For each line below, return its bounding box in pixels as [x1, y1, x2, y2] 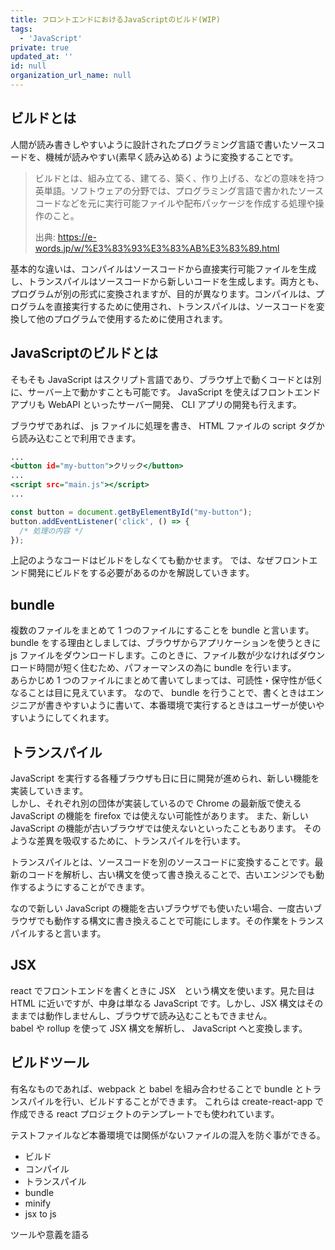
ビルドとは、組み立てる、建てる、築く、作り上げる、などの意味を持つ [34, 172, 325, 184]
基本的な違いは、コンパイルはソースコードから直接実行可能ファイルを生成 [10, 262, 317, 275]
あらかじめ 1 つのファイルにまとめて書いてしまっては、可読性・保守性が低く [10, 674, 325, 686]
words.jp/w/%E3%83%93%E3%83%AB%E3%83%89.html [34, 242, 280, 254]
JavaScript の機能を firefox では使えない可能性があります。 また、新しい [10, 810, 309, 821]
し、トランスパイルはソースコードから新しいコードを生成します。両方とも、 [10, 275, 325, 287]
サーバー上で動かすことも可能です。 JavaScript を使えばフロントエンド [27, 386, 322, 398]
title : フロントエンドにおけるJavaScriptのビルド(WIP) [10, 14, 221, 25]
